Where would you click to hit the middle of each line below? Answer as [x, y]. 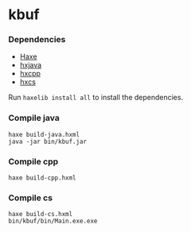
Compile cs [31, 198]
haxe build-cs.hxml [41, 215]
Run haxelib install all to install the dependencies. [96, 98]
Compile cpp [33, 161]
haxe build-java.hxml [44, 134]
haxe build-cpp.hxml [43, 178]
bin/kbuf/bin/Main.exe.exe [53, 221]
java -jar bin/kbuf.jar [48, 141]
